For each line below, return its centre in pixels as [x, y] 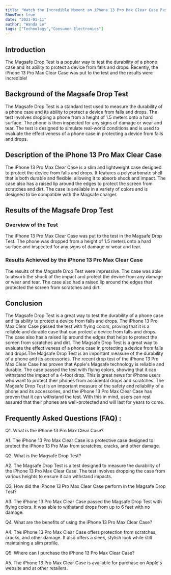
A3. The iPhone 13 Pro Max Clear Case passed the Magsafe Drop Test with [83, 502]
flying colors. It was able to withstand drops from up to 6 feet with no [78, 507]
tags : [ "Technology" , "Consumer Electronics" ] [54, 29]
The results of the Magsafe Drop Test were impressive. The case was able [83, 271]
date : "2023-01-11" [26, 19]
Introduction [25, 50]
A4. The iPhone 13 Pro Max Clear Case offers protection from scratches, [81, 532]
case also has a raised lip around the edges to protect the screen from [79, 184]
